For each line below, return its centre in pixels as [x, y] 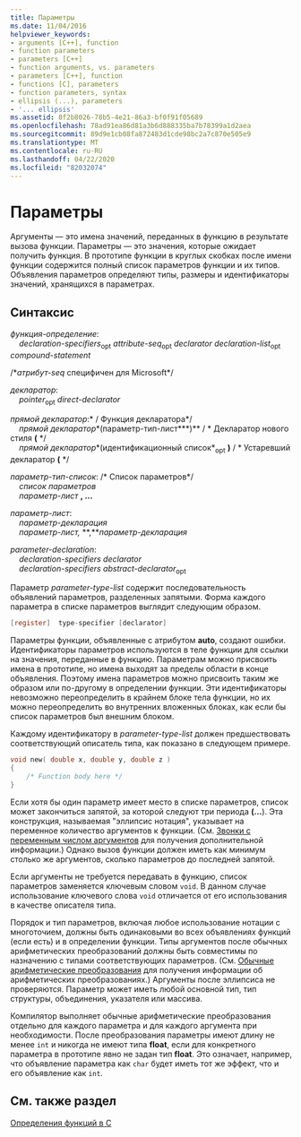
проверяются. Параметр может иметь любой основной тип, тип [133, 989]
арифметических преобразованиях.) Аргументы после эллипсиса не [143, 979]
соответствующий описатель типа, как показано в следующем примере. [150, 744]
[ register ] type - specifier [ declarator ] [89, 624]
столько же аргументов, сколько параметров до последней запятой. [143, 859]
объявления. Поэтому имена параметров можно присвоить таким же [145, 678]
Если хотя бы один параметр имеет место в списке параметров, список [150, 802]
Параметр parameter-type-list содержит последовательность [128, 588]
